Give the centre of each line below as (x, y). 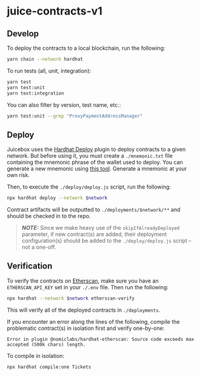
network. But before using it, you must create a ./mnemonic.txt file (90, 156)
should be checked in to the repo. (49, 216)
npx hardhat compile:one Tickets (49, 367)
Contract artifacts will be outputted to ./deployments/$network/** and (94, 210)
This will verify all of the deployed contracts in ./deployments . (84, 310)
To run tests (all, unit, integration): (49, 70)
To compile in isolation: (36, 355)
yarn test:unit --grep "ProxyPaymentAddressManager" (75, 116)
